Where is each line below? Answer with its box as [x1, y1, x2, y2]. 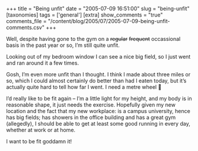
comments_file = [6, 18, 47, 24]
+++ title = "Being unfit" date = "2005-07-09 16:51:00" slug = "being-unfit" [6, 5, 190, 12]
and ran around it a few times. [6, 59, 79, 66]
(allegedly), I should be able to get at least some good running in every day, [6, 120, 191, 127]
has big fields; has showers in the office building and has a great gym [6, 114, 176, 121]
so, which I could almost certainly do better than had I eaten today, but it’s [6, 77, 187, 84]
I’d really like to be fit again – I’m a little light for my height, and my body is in [6, 95, 193, 102]
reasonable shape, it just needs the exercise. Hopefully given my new [6, 101, 176, 108]
